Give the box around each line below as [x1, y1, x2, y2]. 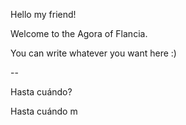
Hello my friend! [10, 9, 77, 20]
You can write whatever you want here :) [10, 47, 177, 59]
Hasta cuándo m [10, 105, 78, 117]
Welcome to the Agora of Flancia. [10, 28, 148, 39]
